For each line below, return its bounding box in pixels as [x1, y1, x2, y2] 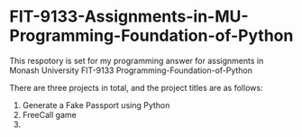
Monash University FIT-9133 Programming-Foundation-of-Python [9, 65, 253, 76]
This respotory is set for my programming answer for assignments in [9, 55, 264, 66]
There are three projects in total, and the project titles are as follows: [9, 82, 263, 93]
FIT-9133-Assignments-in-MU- [9, 6, 250, 27]
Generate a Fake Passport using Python [22, 99, 170, 110]
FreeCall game [22, 109, 77, 120]
